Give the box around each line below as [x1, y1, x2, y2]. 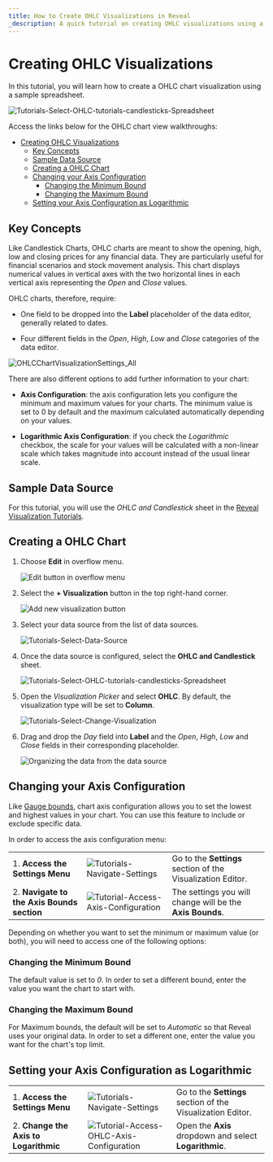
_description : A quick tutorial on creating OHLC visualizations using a [8, 20, 264, 28]
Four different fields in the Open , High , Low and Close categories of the [19, 334, 260, 344]
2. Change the [12, 1120, 69, 1132]
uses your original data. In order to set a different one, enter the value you [8, 1031, 256, 1041]
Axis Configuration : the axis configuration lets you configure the [19, 390, 238, 400]
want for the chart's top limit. [8, 1040, 106, 1050]
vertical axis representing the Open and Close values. [8, 278, 188, 287]
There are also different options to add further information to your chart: [8, 374, 249, 384]
